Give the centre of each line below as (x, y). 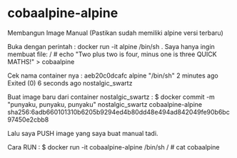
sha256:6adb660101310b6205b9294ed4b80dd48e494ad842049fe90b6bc (118, 112)
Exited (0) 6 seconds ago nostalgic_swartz (70, 83)
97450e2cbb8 (28, 120)
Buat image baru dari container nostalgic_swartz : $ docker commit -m (111, 97)
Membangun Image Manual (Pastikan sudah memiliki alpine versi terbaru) (115, 33)
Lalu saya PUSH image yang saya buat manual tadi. (83, 133)
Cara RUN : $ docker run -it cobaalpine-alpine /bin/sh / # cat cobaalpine (114, 147)
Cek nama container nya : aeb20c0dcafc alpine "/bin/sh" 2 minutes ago (113, 75)
